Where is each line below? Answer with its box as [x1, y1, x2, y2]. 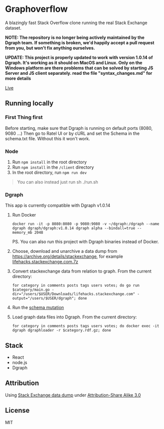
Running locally [5, 99, 54, 108]
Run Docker [12, 212, 36, 218]
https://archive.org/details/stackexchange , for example [12, 253, 123, 259]
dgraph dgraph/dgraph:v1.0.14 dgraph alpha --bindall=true [12, 226, 136, 231]
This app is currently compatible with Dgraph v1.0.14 [5, 203, 111, 209]
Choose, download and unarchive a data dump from [12, 248, 117, 254]
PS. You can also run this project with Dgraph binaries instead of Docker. [12, 239, 159, 245]
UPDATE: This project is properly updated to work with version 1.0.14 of [5, 54, 153, 60]
